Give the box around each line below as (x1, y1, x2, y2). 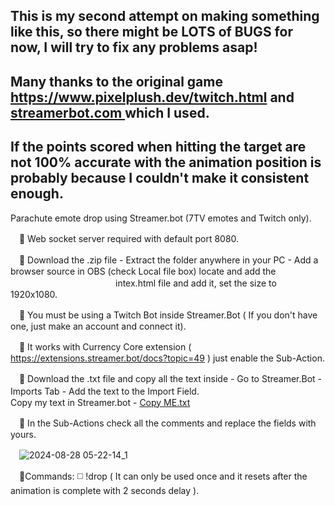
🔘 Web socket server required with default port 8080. (18, 232, 240, 244)
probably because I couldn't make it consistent (10, 170, 310, 187)
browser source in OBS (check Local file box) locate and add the (10, 265, 277, 277)
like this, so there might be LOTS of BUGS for (10, 24, 293, 41)
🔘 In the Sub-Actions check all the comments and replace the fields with (18, 417, 317, 429)
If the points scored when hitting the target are (10, 139, 307, 156)
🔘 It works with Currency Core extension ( (18, 340, 192, 353)
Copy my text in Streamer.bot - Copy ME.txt (10, 396, 191, 408)
